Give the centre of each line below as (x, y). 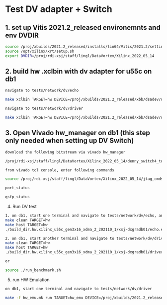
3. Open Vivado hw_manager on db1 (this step (78, 133)
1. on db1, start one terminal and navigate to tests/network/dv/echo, (81, 216)
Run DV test (25, 206)
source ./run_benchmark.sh (33, 270)
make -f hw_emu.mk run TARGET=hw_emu (44, 298)
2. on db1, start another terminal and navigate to (60, 238)
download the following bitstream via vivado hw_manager (65, 152)
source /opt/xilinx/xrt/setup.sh (40, 51)
